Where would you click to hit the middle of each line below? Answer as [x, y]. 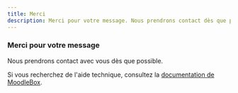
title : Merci [27, 14]
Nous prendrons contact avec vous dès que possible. [85, 60]
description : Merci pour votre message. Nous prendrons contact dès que [117, 21]
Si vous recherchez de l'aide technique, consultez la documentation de [111, 75]
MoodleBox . [25, 82]
